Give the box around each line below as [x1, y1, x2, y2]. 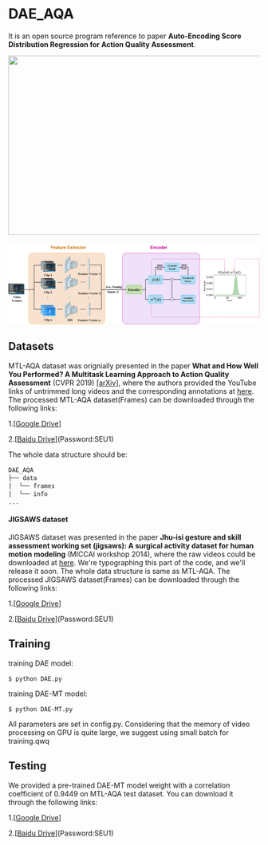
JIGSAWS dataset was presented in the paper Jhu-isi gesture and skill [8, 532, 242, 542]
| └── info [8, 489, 48, 498]
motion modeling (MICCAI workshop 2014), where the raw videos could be [8, 549, 256, 559]
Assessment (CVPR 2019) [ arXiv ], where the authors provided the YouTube [8, 378, 257, 387]
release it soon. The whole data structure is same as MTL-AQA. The [8, 566, 231, 576]
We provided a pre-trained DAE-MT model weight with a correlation [8, 780, 231, 790]
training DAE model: [8, 658, 74, 668]
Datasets [8, 340, 54, 353]
